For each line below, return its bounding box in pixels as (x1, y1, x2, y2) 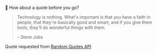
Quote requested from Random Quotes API (5, 44, 91, 49)
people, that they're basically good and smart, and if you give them (17, 20, 153, 25)
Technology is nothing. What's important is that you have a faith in (17, 14, 151, 20)
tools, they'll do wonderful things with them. (17, 25, 106, 30)
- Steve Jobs (17, 34, 43, 40)
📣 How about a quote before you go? (5, 5, 79, 10)
